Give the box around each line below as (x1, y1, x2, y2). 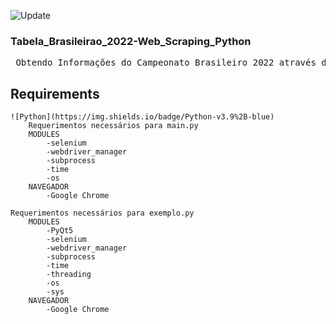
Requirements (10, 85, 100, 102)
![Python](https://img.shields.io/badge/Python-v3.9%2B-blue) (10, 112, 275, 122)
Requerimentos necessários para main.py (28, 121, 199, 131)
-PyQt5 (46, 226, 74, 236)
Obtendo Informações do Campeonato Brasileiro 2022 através (15, 57, 317, 69)
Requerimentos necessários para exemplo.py (10, 208, 195, 219)
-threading (46, 270, 92, 280)
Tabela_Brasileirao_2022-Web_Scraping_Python (10, 34, 252, 48)
